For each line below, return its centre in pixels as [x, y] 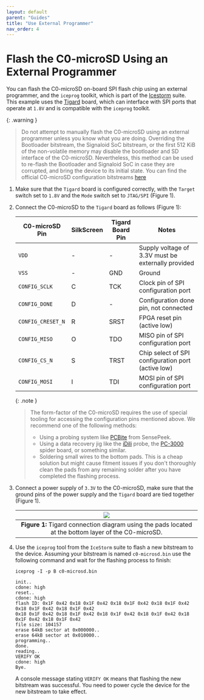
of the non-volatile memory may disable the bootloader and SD [100, 151]
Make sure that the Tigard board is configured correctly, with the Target [105, 189]
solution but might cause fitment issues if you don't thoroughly [117, 463]
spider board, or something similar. [83, 450]
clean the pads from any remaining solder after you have [110, 470]
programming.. [33, 641]
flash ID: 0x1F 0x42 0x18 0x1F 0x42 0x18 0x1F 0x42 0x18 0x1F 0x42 [102, 604]
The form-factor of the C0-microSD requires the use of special [109, 412]
